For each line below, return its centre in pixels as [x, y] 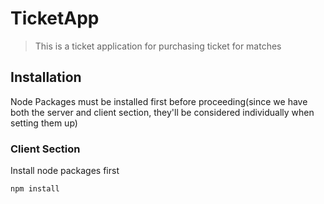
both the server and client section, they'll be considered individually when [162, 112]
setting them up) [44, 123]
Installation [46, 77]
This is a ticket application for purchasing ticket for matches [158, 46]
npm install [35, 189]
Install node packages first [65, 171]
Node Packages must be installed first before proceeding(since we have [159, 101]
